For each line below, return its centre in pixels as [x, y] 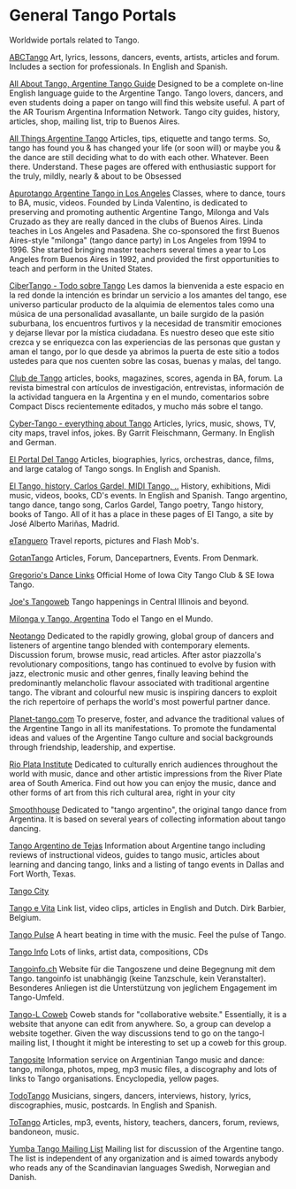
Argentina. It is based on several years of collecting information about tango [148, 819]
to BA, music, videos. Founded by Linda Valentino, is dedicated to [129, 202]
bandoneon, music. [44, 1131]
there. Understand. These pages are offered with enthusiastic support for [143, 166]
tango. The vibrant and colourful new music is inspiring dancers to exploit [143, 692]
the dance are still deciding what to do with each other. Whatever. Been [139, 157]
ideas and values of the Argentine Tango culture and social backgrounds [141, 737]
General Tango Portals [93, 15]
